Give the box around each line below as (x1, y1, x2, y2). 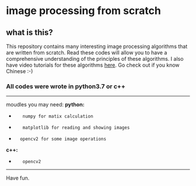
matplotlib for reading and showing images (22, 125, 130, 131)
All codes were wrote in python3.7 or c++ (6, 82, 125, 90)
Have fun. (6, 174, 30, 182)
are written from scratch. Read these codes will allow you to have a (6, 49, 167, 56)
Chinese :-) (6, 68, 33, 74)
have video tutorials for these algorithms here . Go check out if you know (6, 61, 180, 68)
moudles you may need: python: (6, 101, 85, 108)
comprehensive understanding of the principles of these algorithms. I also (6, 56, 184, 62)
